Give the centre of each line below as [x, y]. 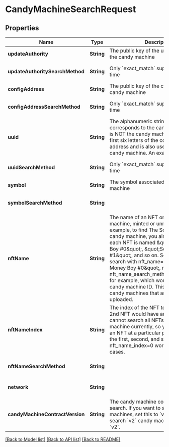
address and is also [132, 146]
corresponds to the [132, 128]
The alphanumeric [131, 121]
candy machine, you [133, 236]
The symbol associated [137, 182]
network [18, 387]
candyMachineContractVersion [46, 414]
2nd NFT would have [134, 314]
